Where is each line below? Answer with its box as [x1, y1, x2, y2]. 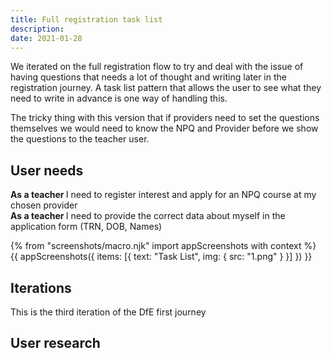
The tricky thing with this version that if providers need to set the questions [10, 112, 320, 124]
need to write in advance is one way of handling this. [10, 92, 228, 105]
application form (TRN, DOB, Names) [10, 221, 163, 233]
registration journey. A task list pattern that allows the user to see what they [10, 82, 322, 94]
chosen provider [10, 199, 78, 211]
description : [10, 24, 65, 34]
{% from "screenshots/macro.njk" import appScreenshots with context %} [10, 240, 317, 252]
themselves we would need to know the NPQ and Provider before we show [10, 122, 319, 135]
